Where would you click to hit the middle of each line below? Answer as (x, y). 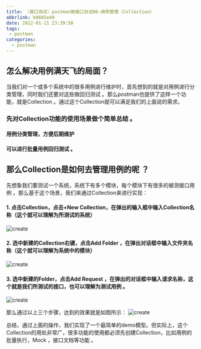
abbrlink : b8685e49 (31, 17)
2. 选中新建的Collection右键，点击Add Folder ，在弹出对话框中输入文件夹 (97, 243)
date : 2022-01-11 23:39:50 (40, 23)
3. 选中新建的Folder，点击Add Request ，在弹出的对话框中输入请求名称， (97, 279)
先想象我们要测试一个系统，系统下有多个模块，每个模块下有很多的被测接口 (98, 185)
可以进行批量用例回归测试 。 (41, 149)
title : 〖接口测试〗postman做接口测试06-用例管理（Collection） (80, 12)
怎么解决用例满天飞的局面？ (57, 71)
